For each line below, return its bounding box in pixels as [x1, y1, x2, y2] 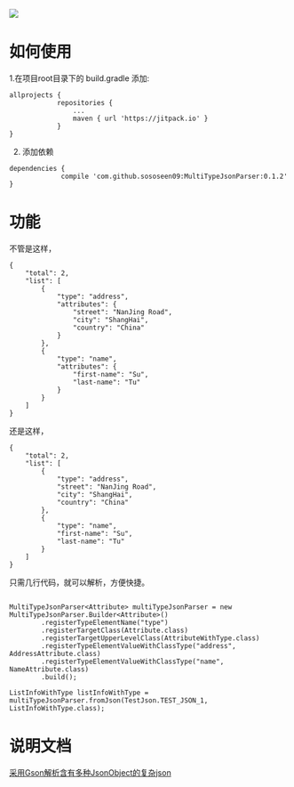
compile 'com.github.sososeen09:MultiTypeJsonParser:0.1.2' [60, 172, 289, 181]
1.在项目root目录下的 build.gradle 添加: [9, 72, 150, 84]
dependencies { [9, 164, 66, 173]
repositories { [56, 98, 114, 107]
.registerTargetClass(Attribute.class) [41, 626, 189, 635]
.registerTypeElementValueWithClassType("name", [41, 657, 225, 666]
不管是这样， [9, 243, 56, 254]
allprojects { [9, 90, 62, 100]
